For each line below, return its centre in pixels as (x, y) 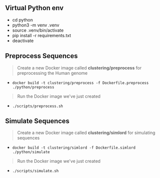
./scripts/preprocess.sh (38, 106)
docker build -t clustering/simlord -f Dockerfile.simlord (74, 148)
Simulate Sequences (37, 121)
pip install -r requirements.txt (41, 35)
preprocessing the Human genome (52, 73)
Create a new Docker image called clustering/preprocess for (79, 67)
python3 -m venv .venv (36, 25)
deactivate (23, 41)
